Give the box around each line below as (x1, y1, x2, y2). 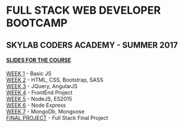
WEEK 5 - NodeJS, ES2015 (6, 95, 72, 102)
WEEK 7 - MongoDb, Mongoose (6, 108, 85, 115)
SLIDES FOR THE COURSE (6, 57, 72, 64)
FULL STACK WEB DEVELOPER (6, 4, 161, 17)
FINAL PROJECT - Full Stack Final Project (6, 114, 109, 121)
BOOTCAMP (6, 16, 68, 30)
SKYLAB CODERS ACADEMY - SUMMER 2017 (6, 40, 178, 50)
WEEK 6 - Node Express (6, 101, 66, 109)
